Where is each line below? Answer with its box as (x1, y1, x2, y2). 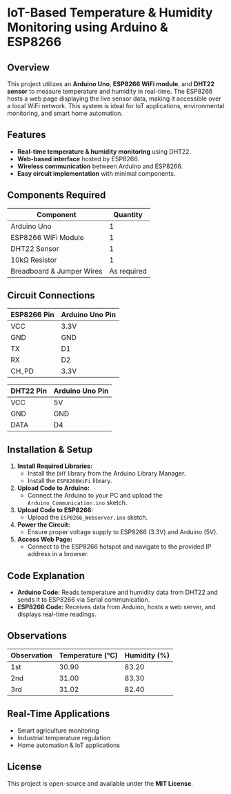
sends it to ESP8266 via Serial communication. (17, 595, 150, 604)
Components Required (7, 190, 106, 201)
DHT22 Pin (10, 386, 47, 396)
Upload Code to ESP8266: (17, 506, 94, 514)
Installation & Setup (7, 443, 93, 456)
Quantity (113, 210, 143, 219)
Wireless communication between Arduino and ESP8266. (17, 162, 183, 170)
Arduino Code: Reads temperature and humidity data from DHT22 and (17, 588, 219, 597)
